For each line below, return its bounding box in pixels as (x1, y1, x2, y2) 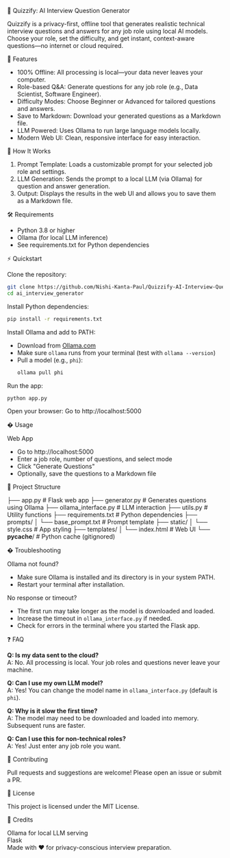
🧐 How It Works (7, 147, 51, 155)
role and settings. (16, 168, 66, 175)
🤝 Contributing (7, 755, 49, 763)
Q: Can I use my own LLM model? (7, 679, 103, 687)
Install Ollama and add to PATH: (7, 328, 96, 336)
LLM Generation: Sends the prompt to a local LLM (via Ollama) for (16, 175, 203, 183)
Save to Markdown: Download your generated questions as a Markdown (16, 112, 221, 120)
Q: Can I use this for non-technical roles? (7, 735, 127, 743)
